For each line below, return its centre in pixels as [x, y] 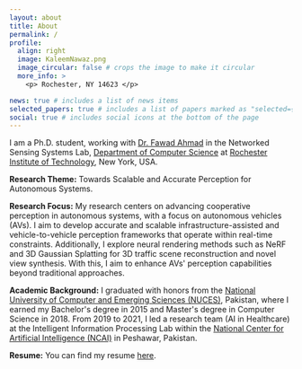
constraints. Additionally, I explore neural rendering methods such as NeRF [148, 244]
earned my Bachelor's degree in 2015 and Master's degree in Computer [142, 310]
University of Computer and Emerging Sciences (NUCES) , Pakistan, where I [149, 300]
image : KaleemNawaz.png [62, 59]
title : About [34, 26]
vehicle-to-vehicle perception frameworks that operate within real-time [141, 235]
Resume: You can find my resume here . [83, 356]
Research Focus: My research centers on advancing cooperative [130, 206]
